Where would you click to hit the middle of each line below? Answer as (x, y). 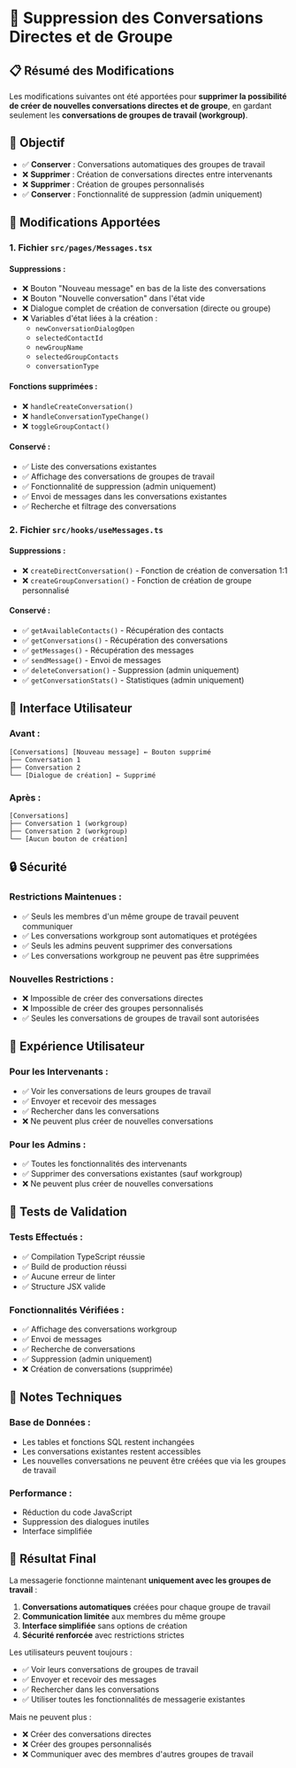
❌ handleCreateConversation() (78, 405)
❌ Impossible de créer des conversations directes (112, 999)
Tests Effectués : (46, 1237)
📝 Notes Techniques (66, 1397)
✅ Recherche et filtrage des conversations (99, 506)
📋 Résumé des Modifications (92, 70)
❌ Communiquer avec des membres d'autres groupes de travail (137, 1754)
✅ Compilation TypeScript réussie (83, 1256)
